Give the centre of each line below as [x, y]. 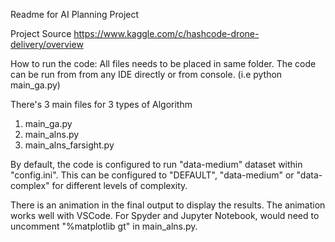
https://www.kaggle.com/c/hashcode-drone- [166, 33]
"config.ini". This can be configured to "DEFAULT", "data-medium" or [152, 175]
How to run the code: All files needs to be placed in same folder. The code [163, 63]
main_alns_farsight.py [69, 145]
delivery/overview [47, 44]
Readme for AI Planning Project [75, 14]
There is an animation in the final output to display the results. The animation [168, 205]
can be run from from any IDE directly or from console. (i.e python [146, 74]
